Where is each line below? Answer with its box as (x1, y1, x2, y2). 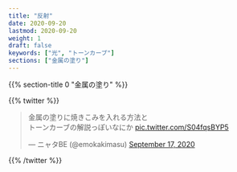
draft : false (8, 42, 52, 50)
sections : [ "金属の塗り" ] (8, 57, 89, 65)
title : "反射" (8, 11, 54, 20)
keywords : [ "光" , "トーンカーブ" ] (8, 49, 115, 57)
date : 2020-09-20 (8, 19, 67, 27)
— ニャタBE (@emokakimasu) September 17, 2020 (27, 139, 195, 149)
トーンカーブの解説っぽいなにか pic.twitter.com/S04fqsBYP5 (27, 122, 229, 132)
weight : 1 (8, 34, 42, 43)
